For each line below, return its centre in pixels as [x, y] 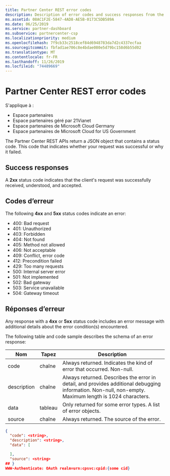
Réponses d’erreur [35, 309]
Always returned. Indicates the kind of [108, 363]
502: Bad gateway [31, 282]
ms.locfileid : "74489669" [32, 66]
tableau [49, 408]
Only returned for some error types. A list [111, 404]
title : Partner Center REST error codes [49, 10]
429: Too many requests [38, 266]
